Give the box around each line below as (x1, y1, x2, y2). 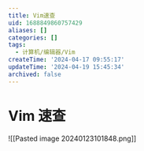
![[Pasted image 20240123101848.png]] (8, 134, 137, 143)
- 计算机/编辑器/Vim (15, 48, 76, 56)
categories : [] (8, 33, 58, 42)
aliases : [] (8, 26, 47, 34)
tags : (8, 41, 26, 49)
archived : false (8, 70, 61, 78)
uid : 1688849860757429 (8, 19, 83, 27)
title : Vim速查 (8, 11, 56, 20)
